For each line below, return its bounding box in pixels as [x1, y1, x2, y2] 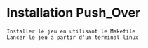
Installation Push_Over [6, 5, 141, 21]
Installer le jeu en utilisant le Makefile [6, 28, 136, 35]
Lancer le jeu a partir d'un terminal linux [6, 33, 139, 41]
